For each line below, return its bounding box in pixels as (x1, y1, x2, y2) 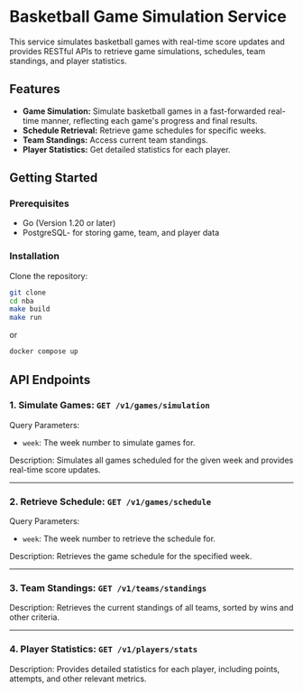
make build (9, 304, 50, 314)
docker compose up (9, 347, 78, 356)
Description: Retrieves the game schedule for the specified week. (9, 551, 252, 562)
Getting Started (9, 170, 98, 186)
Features (9, 81, 60, 97)
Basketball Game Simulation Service (9, 6, 287, 27)
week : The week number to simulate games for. (22, 436, 196, 448)
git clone (9, 287, 47, 297)
